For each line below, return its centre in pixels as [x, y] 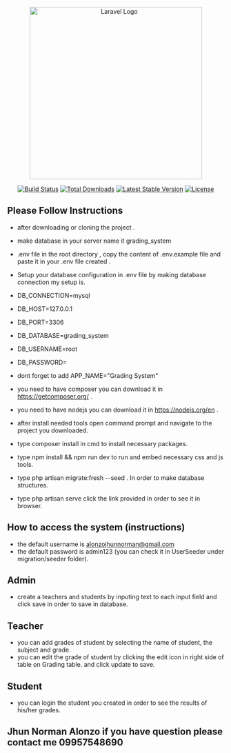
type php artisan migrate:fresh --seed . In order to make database [111, 478]
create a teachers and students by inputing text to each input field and [117, 597]
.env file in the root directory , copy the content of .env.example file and [119, 254]
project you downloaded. [52, 430]
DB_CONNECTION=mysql [54, 295]
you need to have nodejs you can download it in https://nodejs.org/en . [118, 410]
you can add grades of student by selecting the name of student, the [114, 643]
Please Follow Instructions [65, 211]
